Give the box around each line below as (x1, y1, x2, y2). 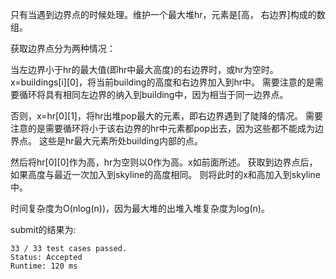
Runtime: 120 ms (10, 261, 78, 271)
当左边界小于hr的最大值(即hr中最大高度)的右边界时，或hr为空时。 (10, 64, 279, 75)
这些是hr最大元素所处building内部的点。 (38, 135, 203, 147)
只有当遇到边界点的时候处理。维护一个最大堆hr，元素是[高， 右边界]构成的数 (10, 9, 326, 20)
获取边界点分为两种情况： (10, 43, 116, 54)
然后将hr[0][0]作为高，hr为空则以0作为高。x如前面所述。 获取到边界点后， (10, 156, 318, 168)
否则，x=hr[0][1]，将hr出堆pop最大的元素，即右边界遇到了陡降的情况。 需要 (10, 110, 323, 122)
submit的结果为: (10, 224, 77, 235)
